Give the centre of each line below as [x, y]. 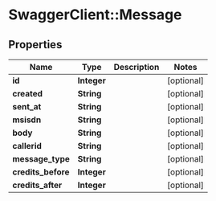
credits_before [41, 172]
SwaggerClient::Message [95, 15]
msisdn [27, 120]
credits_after [37, 185]
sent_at [27, 107]
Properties [35, 45]
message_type [41, 159]
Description [137, 67]
